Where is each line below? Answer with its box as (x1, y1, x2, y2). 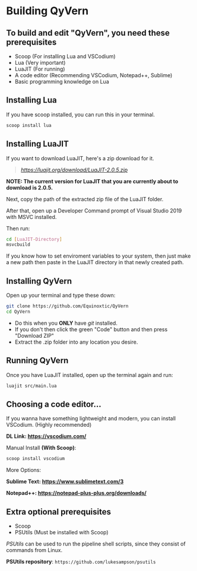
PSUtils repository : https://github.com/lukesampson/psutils (6, 558, 156, 565)
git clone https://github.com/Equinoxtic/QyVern (6, 303, 129, 309)
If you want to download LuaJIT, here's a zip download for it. (6, 154, 154, 161)
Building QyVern (6, 4, 89, 18)
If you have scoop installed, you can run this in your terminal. (6, 111, 155, 118)
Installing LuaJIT (6, 139, 69, 149)
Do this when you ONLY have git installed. (14, 319, 117, 326)
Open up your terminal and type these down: (6, 292, 116, 299)
